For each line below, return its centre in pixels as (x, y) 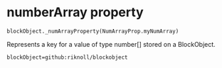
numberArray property (75, 12)
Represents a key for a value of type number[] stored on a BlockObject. (111, 44)
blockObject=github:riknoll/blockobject (68, 57)
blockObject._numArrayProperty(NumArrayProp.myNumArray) (93, 31)
